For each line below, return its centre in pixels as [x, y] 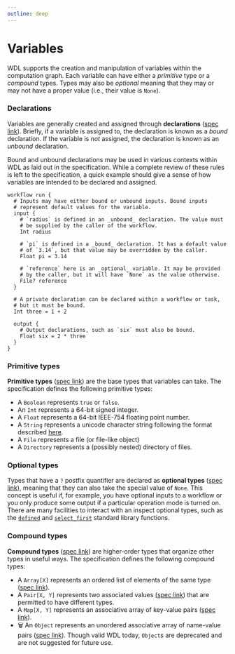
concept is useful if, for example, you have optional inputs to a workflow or [115, 495]
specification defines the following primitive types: [80, 389]
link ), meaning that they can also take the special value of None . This [105, 488]
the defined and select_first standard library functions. [88, 518]
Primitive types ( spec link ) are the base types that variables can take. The [114, 381]
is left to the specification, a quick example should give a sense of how [109, 174]
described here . [40, 432]
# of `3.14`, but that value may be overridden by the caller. [114, 250]
